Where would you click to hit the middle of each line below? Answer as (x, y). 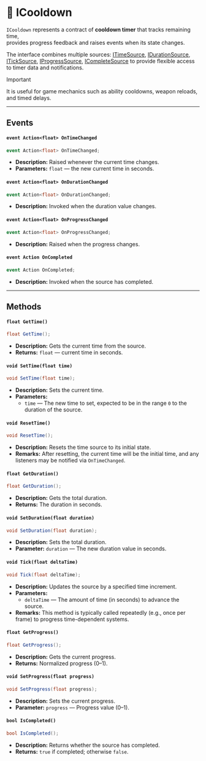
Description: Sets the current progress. (65, 701)
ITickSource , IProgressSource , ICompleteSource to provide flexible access (101, 61)
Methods (24, 307)
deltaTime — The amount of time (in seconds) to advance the (102, 599)
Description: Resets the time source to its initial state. (83, 447)
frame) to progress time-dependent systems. (72, 619)
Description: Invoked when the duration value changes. (86, 206)
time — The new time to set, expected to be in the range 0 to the (105, 403)
